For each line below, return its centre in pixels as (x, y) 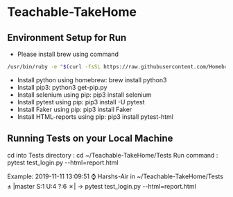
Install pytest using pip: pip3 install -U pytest (81, 102)
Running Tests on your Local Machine (90, 139)
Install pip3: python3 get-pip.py (62, 87)
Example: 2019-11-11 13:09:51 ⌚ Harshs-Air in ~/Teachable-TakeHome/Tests (115, 176)
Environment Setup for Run (67, 38)
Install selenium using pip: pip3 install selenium (84, 95)
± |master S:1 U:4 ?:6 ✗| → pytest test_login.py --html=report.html (102, 186)
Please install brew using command (68, 54)
